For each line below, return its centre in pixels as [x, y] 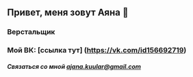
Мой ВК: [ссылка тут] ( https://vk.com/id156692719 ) [97, 50]
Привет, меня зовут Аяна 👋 [68, 13]
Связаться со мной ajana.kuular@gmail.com [74, 66]
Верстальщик [31, 32]
